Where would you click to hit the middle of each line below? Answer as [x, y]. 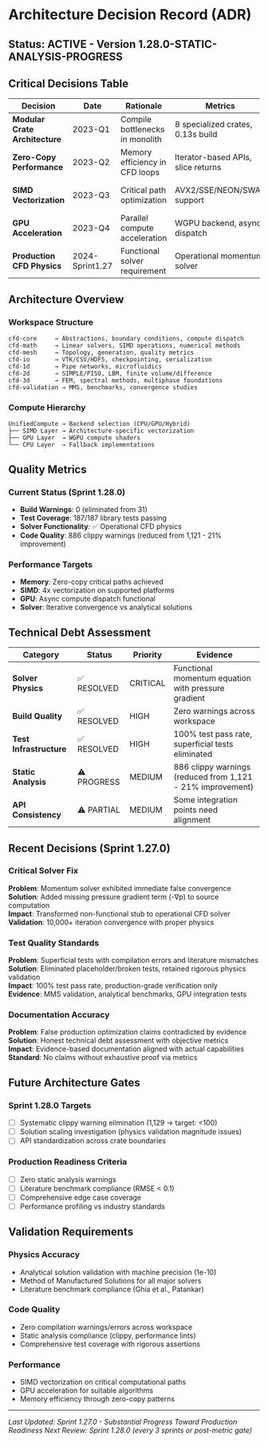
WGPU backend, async [218, 223]
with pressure [199, 688]
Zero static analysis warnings [68, 1179]
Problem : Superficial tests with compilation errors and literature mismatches [134, 960]
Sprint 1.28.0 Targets [50, 1105]
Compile [136, 120]
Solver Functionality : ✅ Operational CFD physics [100, 526]
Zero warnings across [214, 712]
